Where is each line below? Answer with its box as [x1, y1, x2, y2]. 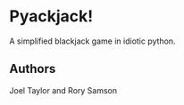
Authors [9, 61, 56, 77]
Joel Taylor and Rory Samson [9, 85, 118, 95]
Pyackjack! [9, 6, 94, 27]
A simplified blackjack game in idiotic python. [9, 36, 176, 46]
